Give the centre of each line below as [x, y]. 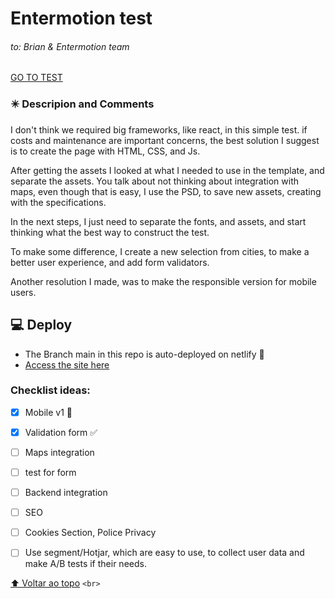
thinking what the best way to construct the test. [110, 232]
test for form [50, 472]
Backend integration [66, 493]
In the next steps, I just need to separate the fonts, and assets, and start [158, 221]
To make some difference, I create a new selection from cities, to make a [160, 251]
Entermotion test [81, 18]
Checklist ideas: [50, 390]
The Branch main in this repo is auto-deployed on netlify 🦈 [144, 354]
